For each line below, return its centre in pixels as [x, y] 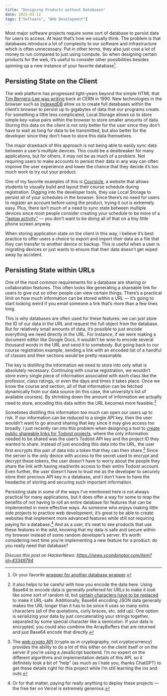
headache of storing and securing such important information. [69, 482]
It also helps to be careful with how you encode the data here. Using [82, 584]
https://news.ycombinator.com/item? [115, 555]
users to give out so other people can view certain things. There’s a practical [83, 293]
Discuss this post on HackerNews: [41, 555]
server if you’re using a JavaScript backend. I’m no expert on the [79, 652]
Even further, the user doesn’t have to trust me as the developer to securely [83, 471]
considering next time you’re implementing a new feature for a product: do [81, 540]
